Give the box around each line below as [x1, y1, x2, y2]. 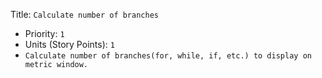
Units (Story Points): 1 [24, 39, 115, 50]
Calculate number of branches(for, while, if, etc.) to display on [24, 51, 312, 61]
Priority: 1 [24, 28, 65, 39]
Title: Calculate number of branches [10, 9, 159, 20]
